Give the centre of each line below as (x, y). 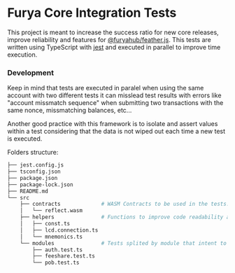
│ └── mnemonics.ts (51, 237)
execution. (22, 55)
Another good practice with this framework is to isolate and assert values (113, 124)
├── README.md (28, 191)
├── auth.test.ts (57, 250)
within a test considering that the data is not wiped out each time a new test (116, 132)
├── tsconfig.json (34, 172)
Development (31, 73)
